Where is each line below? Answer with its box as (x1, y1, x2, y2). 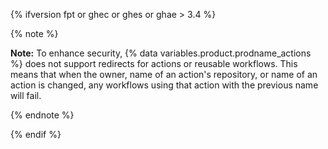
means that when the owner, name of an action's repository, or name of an (10, 69, 318, 80)
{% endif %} (10, 129, 62, 140)
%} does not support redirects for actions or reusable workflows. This (10, 58, 298, 69)
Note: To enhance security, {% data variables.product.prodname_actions (10, 47, 312, 59)
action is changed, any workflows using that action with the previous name (10, 79, 319, 91)
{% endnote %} (10, 109, 75, 121)
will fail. (10, 90, 42, 101)
